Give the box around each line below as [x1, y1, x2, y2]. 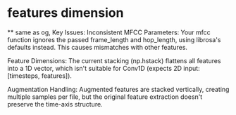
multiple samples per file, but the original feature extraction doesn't [7, 93, 203, 101]
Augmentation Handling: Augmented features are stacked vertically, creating [7, 85, 230, 93]
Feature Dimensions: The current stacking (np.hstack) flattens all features [7, 56, 221, 65]
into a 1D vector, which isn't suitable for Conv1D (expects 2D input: [7, 64, 200, 72]
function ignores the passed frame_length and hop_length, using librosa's [7, 35, 221, 43]
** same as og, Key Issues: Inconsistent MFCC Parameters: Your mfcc [7, 28, 211, 36]
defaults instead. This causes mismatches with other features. [7, 43, 188, 51]
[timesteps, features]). [7, 72, 73, 80]
